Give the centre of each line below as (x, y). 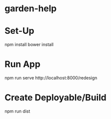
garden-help (31, 9)
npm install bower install (29, 45)
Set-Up (20, 31)
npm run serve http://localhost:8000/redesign (51, 78)
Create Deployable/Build (55, 98)
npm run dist (17, 111)
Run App (23, 64)
